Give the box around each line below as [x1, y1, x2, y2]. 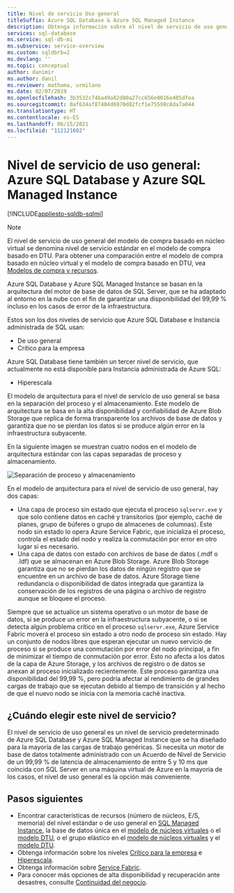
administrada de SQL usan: [7, 323, 85, 331]
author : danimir [7, 68, 54, 75]
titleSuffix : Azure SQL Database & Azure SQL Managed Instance [7, 17, 195, 24]
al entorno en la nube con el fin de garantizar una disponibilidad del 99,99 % [7, 294, 227, 303]
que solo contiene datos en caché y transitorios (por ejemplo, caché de [17, 513, 223, 521]
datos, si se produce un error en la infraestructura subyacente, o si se [7, 615, 208, 624]
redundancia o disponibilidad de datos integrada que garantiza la [17, 580, 204, 588]
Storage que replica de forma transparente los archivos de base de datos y [7, 414, 223, 423]
